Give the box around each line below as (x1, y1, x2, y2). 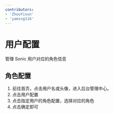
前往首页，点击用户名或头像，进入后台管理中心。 (12, 86, 112, 91)
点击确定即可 (12, 104, 38, 110)
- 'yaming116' (5, 16, 34, 21)
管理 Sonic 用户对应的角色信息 (5, 56, 66, 62)
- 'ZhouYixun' (5, 12, 34, 17)
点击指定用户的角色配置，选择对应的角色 (12, 98, 94, 104)
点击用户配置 (12, 91, 38, 98)
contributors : (5, 7, 34, 12)
